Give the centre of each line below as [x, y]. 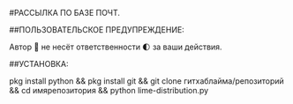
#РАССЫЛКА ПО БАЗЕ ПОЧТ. [65, 13]
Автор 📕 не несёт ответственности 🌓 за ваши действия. [116, 47]
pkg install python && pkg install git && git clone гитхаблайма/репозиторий [146, 81]
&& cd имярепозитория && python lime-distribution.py [109, 90]
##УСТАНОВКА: [39, 64]
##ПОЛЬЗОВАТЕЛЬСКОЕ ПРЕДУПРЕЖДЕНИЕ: [97, 30]
